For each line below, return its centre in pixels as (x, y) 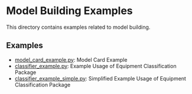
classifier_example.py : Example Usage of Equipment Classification (95, 66)
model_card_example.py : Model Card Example (71, 59)
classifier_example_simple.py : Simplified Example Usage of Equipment (100, 78)
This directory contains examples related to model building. (78, 27)
